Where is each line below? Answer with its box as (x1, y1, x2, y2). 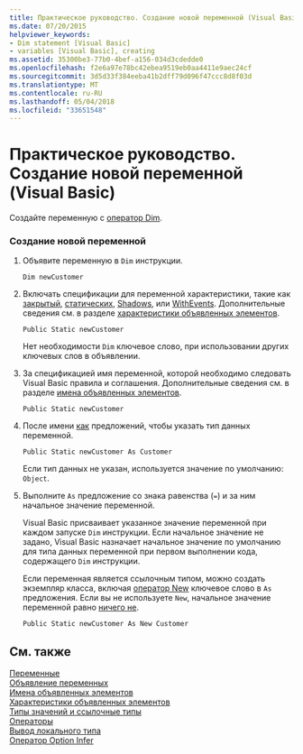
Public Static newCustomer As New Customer (22, 620, 189, 629)
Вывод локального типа (9, 725, 102, 736)
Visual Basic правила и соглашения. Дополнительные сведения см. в (22, 378, 290, 389)
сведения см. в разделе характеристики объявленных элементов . (22, 308, 280, 318)
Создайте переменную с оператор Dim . (9, 213, 162, 224)
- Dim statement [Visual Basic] (9, 38, 131, 48)
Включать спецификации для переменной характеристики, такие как (22, 289, 291, 299)
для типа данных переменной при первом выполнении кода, (22, 547, 259, 557)
